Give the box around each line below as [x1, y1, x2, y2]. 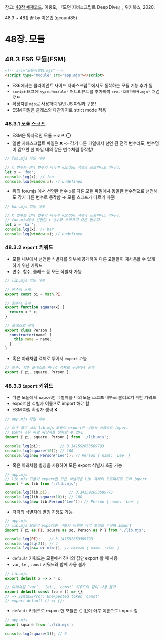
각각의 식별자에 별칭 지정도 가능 [12, 509, 73, 515]
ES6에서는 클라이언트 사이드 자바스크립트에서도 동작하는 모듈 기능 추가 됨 [12, 82, 153, 88]
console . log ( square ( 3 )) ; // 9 [5, 631, 67, 636]
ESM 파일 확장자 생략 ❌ [12, 407, 58, 413]
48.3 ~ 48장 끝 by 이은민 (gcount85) [5, 15, 78, 21]
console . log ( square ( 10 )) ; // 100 [5, 448, 74, 453]
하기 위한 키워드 [12, 262, 43, 268]
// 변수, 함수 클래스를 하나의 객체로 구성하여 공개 [5, 366, 95, 370]
